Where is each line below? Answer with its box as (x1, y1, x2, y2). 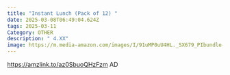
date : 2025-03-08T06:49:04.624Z (7, 16, 99, 23)
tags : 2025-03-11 (7, 22, 57, 29)
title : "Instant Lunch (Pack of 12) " (7, 10, 118, 17)
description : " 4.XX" (7, 35, 69, 42)
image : (7, 42, 26, 48)
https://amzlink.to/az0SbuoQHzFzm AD (7, 61, 118, 68)
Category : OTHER (7, 29, 53, 36)
